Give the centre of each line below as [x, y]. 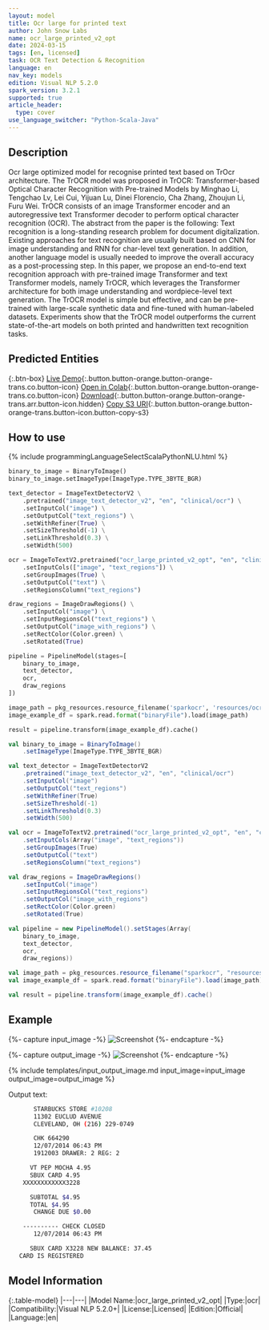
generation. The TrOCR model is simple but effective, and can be [115, 299]
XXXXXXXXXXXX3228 [52, 1182]
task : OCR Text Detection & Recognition [77, 61]
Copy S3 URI [127, 404]
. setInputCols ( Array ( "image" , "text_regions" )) [103, 840]
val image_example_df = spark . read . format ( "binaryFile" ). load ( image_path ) [136, 980]
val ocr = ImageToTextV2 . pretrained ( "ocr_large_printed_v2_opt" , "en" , [130, 833]
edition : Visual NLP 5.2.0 [53, 83]
